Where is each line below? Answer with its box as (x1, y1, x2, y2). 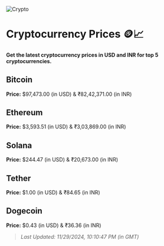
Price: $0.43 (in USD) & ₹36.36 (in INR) (6, 222, 101, 229)
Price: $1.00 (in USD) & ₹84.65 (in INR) (6, 189, 100, 196)
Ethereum (6, 107, 43, 118)
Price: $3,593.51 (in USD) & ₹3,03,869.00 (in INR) (6, 123, 126, 130)
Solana (6, 140, 32, 150)
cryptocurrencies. (6, 57, 52, 64)
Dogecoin (6, 206, 42, 216)
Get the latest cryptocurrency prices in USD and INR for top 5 (6, 51, 159, 59)
